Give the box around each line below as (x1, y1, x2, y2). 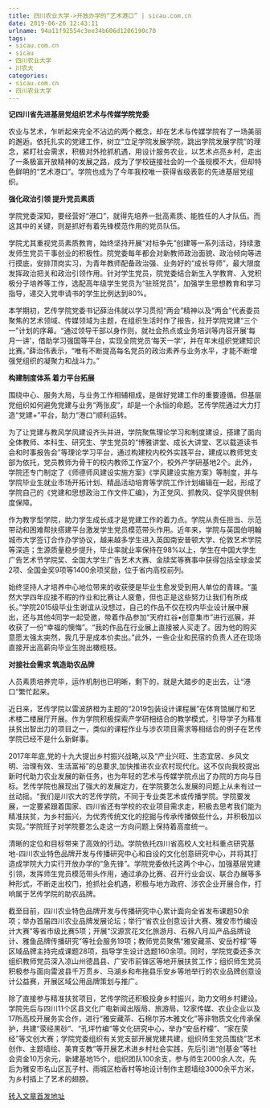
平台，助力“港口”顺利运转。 (39, 410, 131, 420)
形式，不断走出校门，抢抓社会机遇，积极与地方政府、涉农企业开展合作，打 (14, 879, 262, 889)
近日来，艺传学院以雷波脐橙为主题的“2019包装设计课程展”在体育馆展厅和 (8, 704, 249, 714)
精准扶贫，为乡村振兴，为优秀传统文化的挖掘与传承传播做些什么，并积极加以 (8, 812, 262, 822)
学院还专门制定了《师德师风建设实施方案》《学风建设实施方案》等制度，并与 (8, 468, 259, 477)
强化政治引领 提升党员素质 (8, 194, 95, 204)
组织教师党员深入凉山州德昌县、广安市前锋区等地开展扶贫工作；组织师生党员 (8, 957, 262, 966)
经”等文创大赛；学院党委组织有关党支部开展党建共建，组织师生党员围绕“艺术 (8, 1034, 261, 1044)
